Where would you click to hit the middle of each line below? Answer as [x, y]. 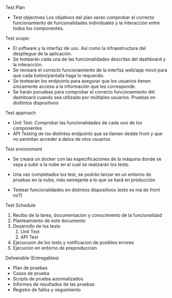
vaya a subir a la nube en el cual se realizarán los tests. [71, 164]
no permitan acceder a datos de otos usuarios [61, 139]
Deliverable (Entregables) [32, 258]
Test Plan [15, 7]
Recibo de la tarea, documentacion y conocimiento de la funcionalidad [87, 215]
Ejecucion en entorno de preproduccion [55, 248]
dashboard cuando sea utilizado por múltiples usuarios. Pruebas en [84, 97]
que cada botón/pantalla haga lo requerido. [59, 76]
